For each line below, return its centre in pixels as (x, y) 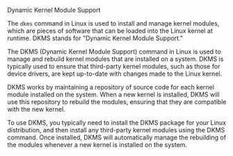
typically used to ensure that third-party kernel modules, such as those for (114, 66)
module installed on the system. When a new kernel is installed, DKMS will (114, 94)
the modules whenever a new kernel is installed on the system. (97, 145)
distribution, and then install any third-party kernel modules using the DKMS (116, 130)
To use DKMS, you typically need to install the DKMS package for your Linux (117, 123)
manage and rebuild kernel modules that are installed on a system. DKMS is (115, 59)
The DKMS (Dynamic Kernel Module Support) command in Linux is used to (114, 52)
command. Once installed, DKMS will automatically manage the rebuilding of (117, 137)
